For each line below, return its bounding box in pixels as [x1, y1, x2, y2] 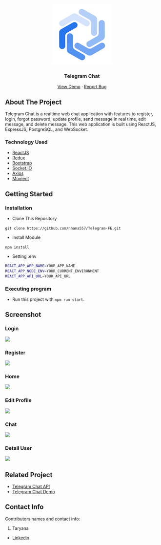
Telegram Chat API [12, 483, 50, 489]
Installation [5, 204, 33, 211]
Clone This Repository [12, 216, 57, 222]
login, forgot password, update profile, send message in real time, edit [5, 116, 146, 122]
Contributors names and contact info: [5, 516, 80, 522]
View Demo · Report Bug [57, 84, 107, 90]
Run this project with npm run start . [12, 296, 84, 302]
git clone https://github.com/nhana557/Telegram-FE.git [5, 226, 121, 231]
